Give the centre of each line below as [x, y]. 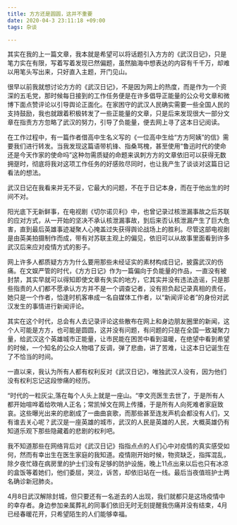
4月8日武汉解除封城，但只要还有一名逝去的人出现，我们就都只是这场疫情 [113, 497]
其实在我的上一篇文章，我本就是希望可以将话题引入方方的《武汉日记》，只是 [117, 54]
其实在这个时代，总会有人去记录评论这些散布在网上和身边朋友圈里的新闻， [115, 321]
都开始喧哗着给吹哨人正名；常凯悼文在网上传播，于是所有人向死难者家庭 [112, 405]
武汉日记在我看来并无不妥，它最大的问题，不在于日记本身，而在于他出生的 [115, 187]
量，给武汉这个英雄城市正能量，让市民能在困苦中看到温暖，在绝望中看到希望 [119, 339]
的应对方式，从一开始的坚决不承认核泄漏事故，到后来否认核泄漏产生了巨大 [115, 221]
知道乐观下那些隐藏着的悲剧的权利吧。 [63, 431]
